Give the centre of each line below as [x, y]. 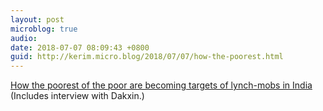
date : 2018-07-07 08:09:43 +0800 [80, 47]
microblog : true [44, 29]
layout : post [37, 19]
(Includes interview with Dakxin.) [77, 96]
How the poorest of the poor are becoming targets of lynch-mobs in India [161, 85]
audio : [24, 38]
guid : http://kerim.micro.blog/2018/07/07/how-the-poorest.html [147, 57]
